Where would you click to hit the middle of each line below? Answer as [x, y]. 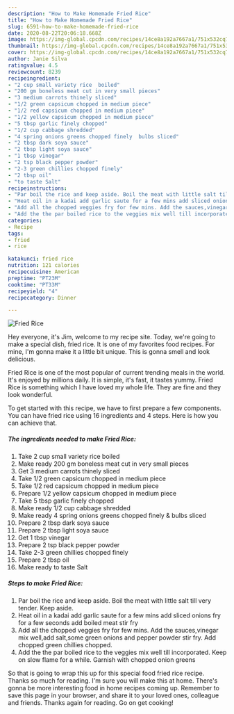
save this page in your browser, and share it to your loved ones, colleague [114, 695]
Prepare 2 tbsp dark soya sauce [64, 523]
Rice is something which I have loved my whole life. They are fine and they [115, 387]
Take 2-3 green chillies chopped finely [73, 553]
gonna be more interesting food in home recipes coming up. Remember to [114, 688]
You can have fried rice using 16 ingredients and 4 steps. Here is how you [113, 416]
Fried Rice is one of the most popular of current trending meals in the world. [116, 373]
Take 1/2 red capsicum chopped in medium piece [88, 486]
